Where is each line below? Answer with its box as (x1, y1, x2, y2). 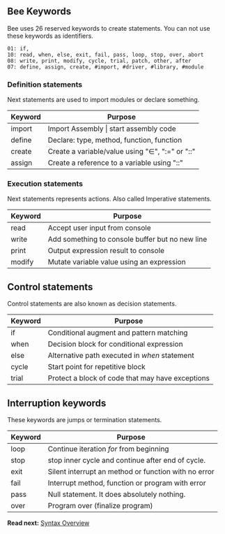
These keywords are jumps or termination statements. (7, 416, 162, 424)
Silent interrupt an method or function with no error (47, 467, 215, 477)
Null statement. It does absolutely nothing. (47, 489, 186, 499)
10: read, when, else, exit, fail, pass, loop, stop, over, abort (7, 51, 204, 58)
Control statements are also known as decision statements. (7, 300, 177, 308)
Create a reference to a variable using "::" (47, 158, 183, 168)
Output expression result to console (47, 246, 165, 256)
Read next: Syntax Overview (7, 519, 90, 527)
